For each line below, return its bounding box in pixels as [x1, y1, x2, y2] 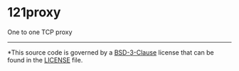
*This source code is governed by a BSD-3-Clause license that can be [7, 48, 215, 57]
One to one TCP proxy [7, 28, 73, 36]
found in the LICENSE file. [7, 55, 83, 64]
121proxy [7, 4, 61, 21]
